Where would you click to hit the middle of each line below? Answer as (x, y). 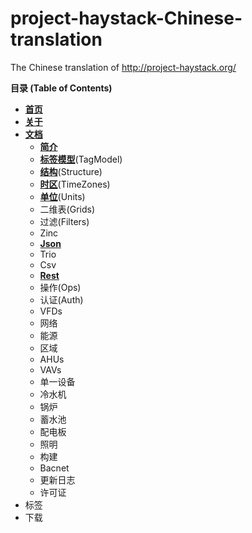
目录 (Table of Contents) (61, 88)
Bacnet (54, 468)
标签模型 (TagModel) (81, 159)
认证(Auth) (61, 299)
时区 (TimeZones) (75, 184)
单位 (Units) (62, 196)
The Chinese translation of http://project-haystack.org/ (123, 67)
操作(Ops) (60, 287)
